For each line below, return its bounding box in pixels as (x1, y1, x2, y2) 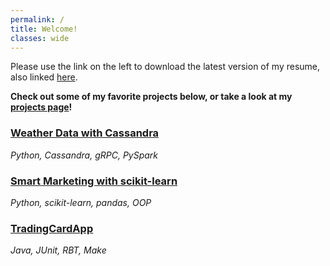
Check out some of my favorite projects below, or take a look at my (10, 91, 293, 103)
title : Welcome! (10, 24, 78, 34)
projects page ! (10, 101, 73, 113)
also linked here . (10, 71, 78, 83)
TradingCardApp (10, 221, 94, 235)
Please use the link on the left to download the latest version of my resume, (10, 61, 321, 73)
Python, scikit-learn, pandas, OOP (10, 196, 152, 208)
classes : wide (10, 33, 70, 43)
